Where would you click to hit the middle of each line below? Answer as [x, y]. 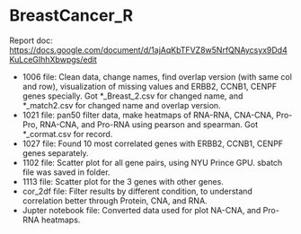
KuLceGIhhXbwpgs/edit [53, 59]
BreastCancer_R [71, 16]
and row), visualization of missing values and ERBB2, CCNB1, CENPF [149, 86]
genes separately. [55, 152]
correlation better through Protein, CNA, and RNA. [115, 200]
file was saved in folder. [66, 172]
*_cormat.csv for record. [67, 134]
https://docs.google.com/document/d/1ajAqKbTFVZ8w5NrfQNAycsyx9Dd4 [148, 49]
